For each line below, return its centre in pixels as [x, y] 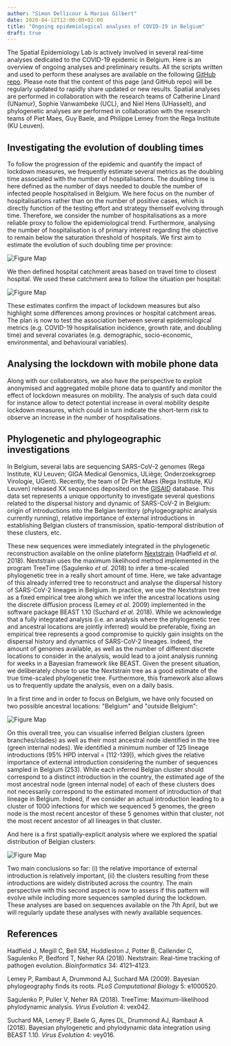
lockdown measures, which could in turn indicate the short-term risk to [108, 410]
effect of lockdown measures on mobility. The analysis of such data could [112, 395]
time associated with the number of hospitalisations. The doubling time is [111, 179]
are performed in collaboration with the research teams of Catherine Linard [114, 97]
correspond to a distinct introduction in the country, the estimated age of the [116, 777]
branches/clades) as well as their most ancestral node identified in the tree [113, 740]
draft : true [24, 33]
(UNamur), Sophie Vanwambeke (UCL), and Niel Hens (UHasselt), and [107, 104]
